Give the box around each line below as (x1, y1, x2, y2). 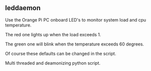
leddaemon (5, 4, 41, 12)
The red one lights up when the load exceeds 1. (5, 31, 101, 37)
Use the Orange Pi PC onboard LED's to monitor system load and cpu (5, 17, 147, 23)
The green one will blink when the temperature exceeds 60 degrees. (5, 41, 144, 47)
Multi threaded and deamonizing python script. (5, 60, 101, 66)
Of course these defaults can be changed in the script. (5, 50, 116, 56)
